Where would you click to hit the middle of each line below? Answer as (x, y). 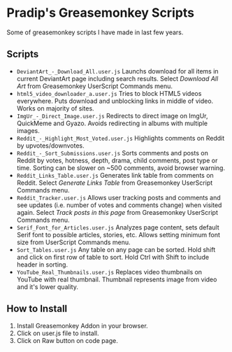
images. (28, 130)
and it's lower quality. (47, 287)
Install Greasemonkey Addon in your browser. (82, 325)
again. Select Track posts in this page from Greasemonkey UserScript (117, 212)
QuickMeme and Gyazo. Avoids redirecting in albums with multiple (112, 123)
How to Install (37, 309)
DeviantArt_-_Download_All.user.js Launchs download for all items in (117, 71)
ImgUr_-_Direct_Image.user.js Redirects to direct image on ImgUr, (112, 115)
